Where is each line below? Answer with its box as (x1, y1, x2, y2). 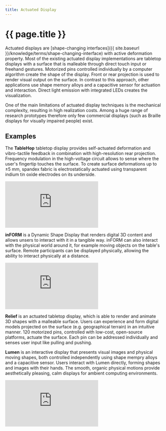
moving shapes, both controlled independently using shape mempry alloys (5, 355, 158, 361)
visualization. (5, 92, 32, 98)
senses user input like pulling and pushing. (5, 340, 93, 346)
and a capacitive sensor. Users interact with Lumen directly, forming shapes (5, 360, 161, 366)
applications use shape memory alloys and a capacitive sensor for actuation (5, 82, 161, 88)
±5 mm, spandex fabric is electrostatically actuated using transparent (5, 166, 147, 172)
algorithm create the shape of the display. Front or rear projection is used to (5, 71, 160, 77)
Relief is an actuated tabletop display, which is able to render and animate (5, 313, 156, 320)
